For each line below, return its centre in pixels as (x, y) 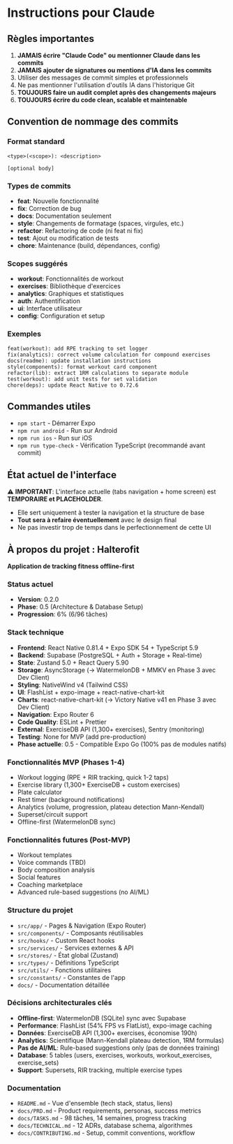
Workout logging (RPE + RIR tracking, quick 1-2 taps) (93, 777)
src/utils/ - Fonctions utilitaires (64, 970)
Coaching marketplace (50, 885)
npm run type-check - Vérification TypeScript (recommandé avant (111, 445)
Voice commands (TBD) (52, 863)
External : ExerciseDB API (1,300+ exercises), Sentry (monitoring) (111, 729)
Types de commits (39, 186)
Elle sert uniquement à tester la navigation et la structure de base (111, 513)
